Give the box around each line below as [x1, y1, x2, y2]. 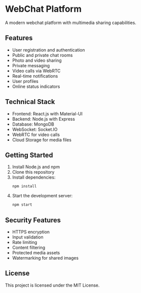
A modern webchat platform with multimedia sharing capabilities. [5, 20, 137, 26]
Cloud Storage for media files [12, 136, 72, 143]
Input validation [12, 234, 44, 240]
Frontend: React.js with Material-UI [12, 110, 83, 116]
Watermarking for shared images [12, 255, 79, 261]
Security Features [5, 216, 61, 224]
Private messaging [12, 62, 50, 68]
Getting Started [5, 151, 53, 159]
